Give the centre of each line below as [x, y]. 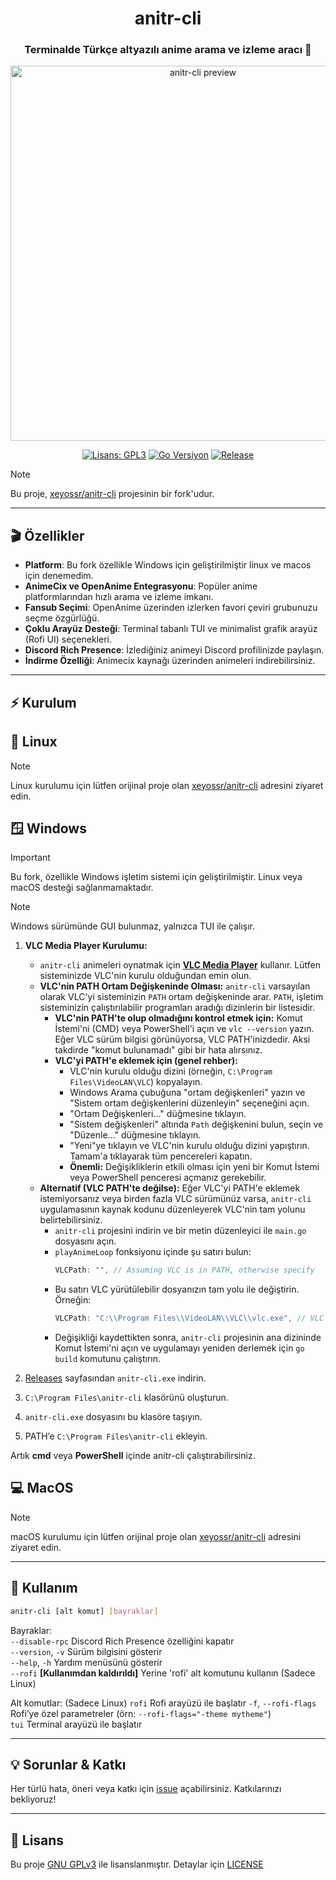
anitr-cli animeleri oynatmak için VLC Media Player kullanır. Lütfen [180, 965]
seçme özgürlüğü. [62, 618]
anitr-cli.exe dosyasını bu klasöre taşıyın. [113, 1417]
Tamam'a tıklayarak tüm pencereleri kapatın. [161, 1156]
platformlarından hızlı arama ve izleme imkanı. [119, 597]
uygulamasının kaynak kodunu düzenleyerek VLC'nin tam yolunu [172, 1209]
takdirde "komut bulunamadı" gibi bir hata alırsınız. [158, 1050]
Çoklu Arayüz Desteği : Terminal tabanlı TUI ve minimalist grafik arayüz [171, 629]
